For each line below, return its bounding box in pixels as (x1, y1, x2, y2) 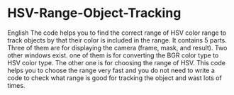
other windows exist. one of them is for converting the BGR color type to (7, 51, 219, 60)
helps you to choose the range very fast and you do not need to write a (7, 66, 215, 74)
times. (7, 81, 26, 89)
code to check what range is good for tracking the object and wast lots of (7, 73, 222, 82)
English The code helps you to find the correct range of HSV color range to (7, 28, 227, 37)
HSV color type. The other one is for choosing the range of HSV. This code (7, 58, 225, 67)
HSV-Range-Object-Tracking (7, 5, 182, 21)
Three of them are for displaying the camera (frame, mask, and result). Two (7, 43, 228, 52)
